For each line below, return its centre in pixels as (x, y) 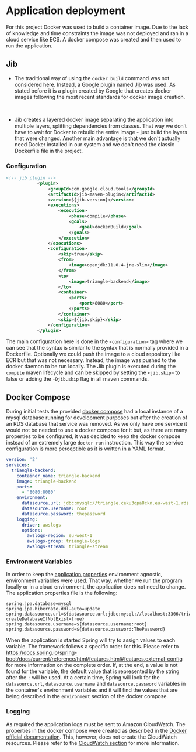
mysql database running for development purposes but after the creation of (97, 418)
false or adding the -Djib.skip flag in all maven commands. (78, 379)
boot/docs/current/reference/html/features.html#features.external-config (94, 659)
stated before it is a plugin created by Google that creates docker (93, 90)
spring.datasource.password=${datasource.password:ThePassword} (86, 630)
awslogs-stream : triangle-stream (68, 547)
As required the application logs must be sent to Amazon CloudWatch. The (96, 724)
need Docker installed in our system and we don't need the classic (94, 144)
